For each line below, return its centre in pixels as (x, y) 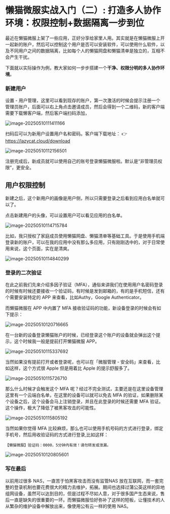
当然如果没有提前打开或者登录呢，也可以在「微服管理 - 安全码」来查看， (81, 362)
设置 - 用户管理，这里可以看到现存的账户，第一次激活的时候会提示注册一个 (83, 101)
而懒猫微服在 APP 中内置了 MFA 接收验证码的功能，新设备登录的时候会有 (81, 308)
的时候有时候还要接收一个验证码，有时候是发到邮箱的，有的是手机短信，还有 (85, 291)
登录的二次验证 (24, 272)
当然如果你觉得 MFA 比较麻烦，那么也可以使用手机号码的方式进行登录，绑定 (84, 428)
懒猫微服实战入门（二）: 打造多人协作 (83, 10)
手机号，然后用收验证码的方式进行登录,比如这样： (57, 435)
